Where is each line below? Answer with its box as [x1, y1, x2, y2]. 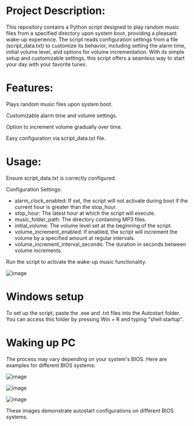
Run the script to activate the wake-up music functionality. [6, 258, 147, 265]
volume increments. [14, 247, 63, 254]
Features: [6, 81, 54, 95]
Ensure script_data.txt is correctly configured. [6, 174, 116, 181]
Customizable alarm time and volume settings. [6, 112, 118, 119]
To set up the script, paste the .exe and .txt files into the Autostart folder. [6, 309, 181, 317]
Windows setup [6, 290, 84, 303]
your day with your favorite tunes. [6, 60, 88, 68]
